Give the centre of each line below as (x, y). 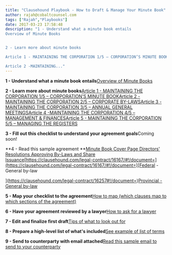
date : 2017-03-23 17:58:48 (34, 24)
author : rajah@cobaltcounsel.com (41, 15)
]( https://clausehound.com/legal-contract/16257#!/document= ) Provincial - (84, 181)
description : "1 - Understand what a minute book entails (68, 29)
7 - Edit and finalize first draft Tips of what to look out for (66, 221)
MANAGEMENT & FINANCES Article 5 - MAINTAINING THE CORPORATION (84, 118)
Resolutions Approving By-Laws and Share (50, 154)
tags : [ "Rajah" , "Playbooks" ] (36, 19)
